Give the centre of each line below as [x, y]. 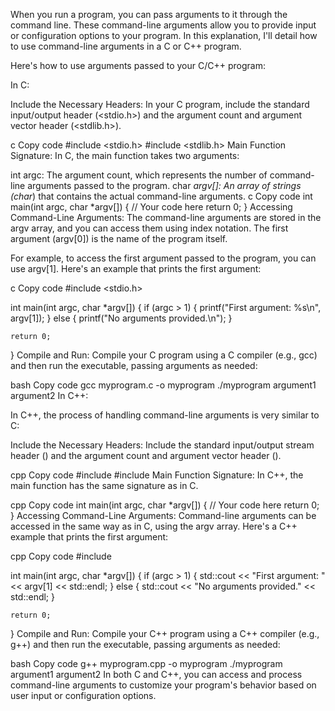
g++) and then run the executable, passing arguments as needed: [145, 644]
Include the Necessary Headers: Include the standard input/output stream [162, 445]
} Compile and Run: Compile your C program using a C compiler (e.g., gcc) [164, 355]
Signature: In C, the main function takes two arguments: [125, 155]
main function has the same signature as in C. [104, 485]
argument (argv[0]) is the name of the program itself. [119, 238]
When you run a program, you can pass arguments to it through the [149, 14]
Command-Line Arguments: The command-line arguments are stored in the [166, 217]
